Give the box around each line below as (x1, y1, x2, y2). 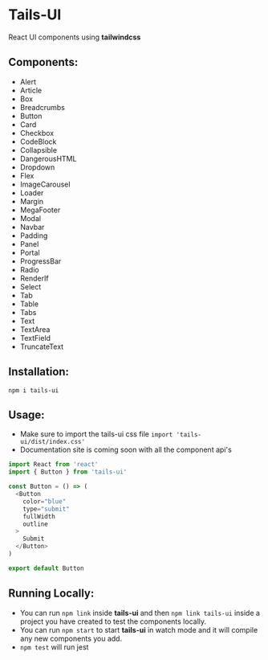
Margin (19, 196, 44, 206)
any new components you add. (19, 633, 123, 643)
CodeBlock (19, 137, 57, 146)
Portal (19, 248, 40, 257)
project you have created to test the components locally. (19, 617, 207, 626)
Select (19, 281, 42, 291)
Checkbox (19, 128, 55, 137)
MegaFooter (19, 205, 61, 215)
